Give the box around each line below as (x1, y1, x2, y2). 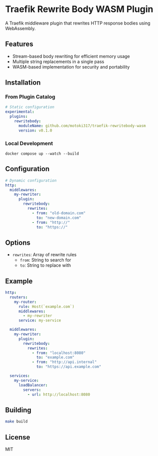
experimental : (5, 109, 35, 115)
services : (9, 373, 30, 378)
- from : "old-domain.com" (31, 210, 86, 216)
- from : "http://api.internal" (31, 359, 97, 365)
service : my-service (18, 318, 61, 323)
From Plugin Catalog (5, 94, 56, 101)
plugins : (9, 114, 28, 119)
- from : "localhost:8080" (31, 350, 86, 355)
